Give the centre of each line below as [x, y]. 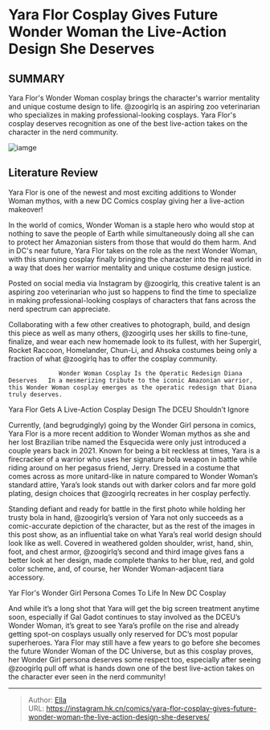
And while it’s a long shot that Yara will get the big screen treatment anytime [134, 608]
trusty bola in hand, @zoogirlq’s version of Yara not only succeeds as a [126, 517]
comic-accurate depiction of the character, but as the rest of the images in [132, 526]
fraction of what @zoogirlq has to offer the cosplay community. [113, 359]
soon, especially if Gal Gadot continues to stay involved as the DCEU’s [125, 617]
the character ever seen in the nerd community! [87, 676]
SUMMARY [37, 78]
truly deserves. [35, 394]
